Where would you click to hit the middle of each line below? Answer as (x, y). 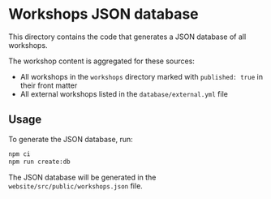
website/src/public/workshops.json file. (76, 186)
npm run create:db (39, 162)
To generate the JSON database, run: (71, 139)
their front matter (49, 85)
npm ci (19, 154)
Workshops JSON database (103, 14)
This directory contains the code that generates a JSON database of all (127, 37)
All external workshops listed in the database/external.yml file (124, 93)
